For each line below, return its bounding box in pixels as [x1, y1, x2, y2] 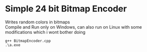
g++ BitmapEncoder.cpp [5, 38, 51, 43]
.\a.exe [5, 42, 21, 47]
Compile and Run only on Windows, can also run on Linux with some [5, 24, 142, 30]
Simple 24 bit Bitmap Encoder [5, 3, 127, 14]
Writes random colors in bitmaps [5, 19, 70, 25]
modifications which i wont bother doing [5, 29, 86, 35]
